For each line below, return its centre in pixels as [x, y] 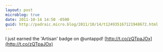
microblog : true [22, 15]
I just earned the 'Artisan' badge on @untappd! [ [56, 39]
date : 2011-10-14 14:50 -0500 [37, 19]
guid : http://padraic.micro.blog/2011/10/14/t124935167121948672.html [82, 24]
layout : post [19, 10]
